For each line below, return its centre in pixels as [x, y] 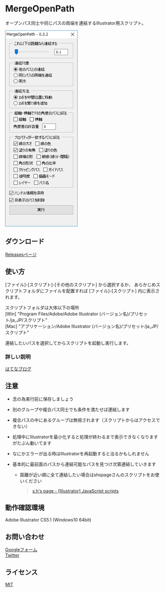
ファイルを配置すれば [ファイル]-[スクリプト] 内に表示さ [102, 291]
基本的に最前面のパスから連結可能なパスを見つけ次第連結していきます [84, 464]
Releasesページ [21, 254]
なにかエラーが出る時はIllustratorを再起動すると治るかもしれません [81, 453]
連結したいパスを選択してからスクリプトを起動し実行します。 [68, 343]
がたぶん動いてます [32, 443]
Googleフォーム [21, 550]
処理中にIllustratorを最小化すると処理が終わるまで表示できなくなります [85, 437]
